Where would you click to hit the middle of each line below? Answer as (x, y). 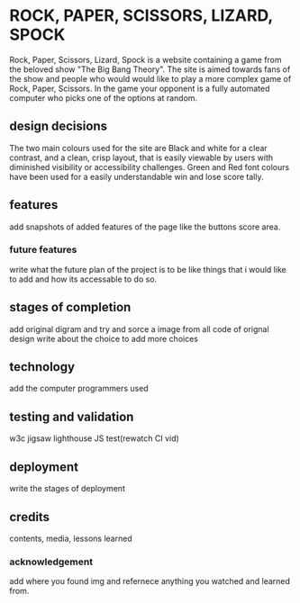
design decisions (59, 126)
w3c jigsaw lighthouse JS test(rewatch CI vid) (95, 438)
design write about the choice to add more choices (104, 338)
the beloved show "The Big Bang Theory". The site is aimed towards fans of (150, 69)
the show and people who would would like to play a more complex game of (150, 78)
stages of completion (70, 307)
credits (30, 517)
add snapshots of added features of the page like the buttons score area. (145, 227)
